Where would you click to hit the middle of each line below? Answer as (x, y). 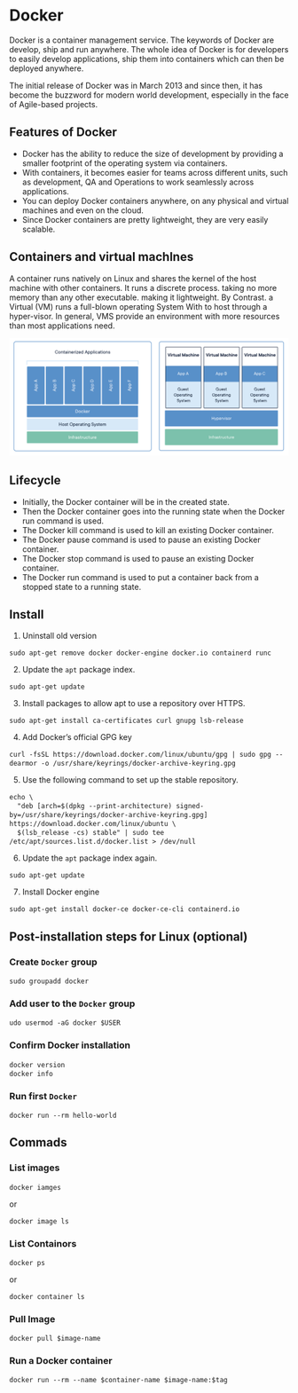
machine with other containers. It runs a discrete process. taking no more (143, 287)
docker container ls (47, 1296)
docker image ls (39, 1221)
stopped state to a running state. (82, 586)
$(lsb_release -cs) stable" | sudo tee (91, 833)
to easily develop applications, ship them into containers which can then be (147, 59)
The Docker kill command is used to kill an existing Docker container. (148, 530)
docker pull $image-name (55, 1339)
